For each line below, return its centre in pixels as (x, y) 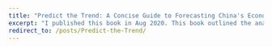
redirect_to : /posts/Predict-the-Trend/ (78, 30)
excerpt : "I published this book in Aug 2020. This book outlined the (130, 23)
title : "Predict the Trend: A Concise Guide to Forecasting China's (126, 16)
